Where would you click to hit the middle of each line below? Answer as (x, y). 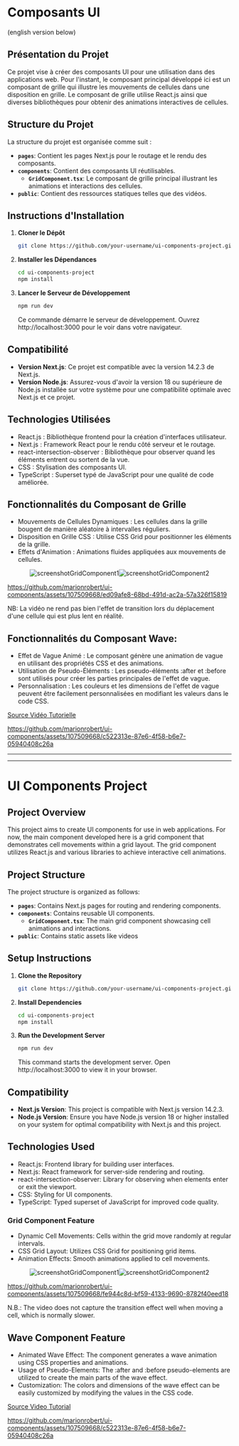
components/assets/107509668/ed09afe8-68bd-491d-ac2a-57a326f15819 (117, 595)
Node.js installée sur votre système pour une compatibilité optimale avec (124, 389)
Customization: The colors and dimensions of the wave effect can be (119, 1385)
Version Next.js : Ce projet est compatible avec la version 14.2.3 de (116, 366)
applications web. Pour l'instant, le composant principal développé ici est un (119, 79)
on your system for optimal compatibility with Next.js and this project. (119, 1124)
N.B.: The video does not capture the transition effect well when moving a (115, 1308)
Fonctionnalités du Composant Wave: (92, 639)
